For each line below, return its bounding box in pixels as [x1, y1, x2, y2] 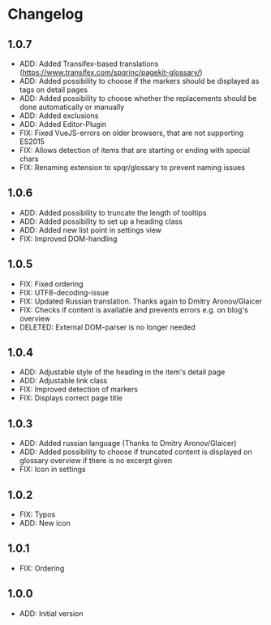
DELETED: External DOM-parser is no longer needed [19, 322, 196, 332]
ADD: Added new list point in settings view [19, 225, 162, 234]
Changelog [7, 5, 84, 24]
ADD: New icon [19, 518, 71, 528]
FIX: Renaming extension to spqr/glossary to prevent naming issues [19, 163, 245, 172]
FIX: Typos [19, 509, 56, 519]
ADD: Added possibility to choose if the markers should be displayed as [19, 76, 260, 85]
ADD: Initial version [19, 608, 84, 618]
